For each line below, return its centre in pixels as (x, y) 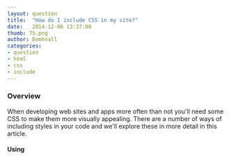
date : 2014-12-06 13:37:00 (49, 26)
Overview (24, 96)
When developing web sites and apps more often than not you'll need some (115, 111)
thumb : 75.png (28, 33)
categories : (24, 46)
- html (17, 59)
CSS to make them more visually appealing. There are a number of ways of (115, 118)
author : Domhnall (32, 40)
